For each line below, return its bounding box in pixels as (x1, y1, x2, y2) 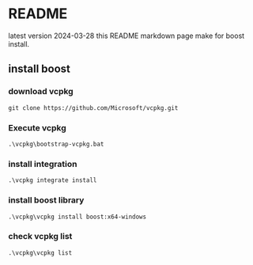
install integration (8, 158, 77, 169)
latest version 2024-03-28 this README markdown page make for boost (8, 31, 245, 40)
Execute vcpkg (8, 122, 67, 133)
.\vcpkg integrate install (8, 176, 97, 184)
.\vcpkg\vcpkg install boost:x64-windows (8, 213, 147, 221)
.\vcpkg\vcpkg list (8, 248, 73, 257)
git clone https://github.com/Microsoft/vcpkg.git (8, 104, 179, 112)
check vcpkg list (8, 231, 73, 242)
